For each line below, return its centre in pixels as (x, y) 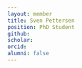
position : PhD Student (41, 27)
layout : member (30, 14)
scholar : (20, 40)
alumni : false (29, 54)
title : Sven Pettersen (41, 21)
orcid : (17, 47)
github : (19, 34)
